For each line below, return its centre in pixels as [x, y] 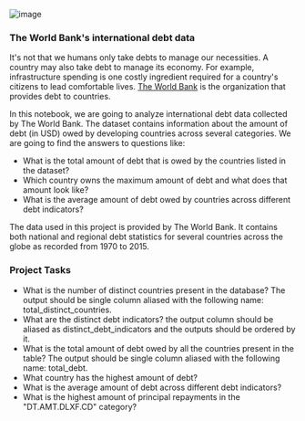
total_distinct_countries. [67, 310]
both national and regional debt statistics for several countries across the [147, 237]
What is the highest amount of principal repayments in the [132, 396]
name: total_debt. [55, 368]
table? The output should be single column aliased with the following [151, 358]
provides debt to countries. [60, 97]
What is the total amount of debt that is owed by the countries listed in [154, 161]
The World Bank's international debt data [102, 37]
